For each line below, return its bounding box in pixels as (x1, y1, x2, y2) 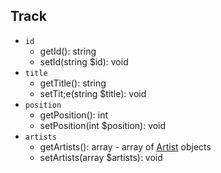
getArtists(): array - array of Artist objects (39, 140, 212, 153)
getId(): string (39, 45, 97, 57)
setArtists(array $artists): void (39, 151, 163, 163)
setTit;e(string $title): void (39, 87, 147, 99)
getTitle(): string (39, 77, 107, 89)
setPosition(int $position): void (39, 119, 167, 131)
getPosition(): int (39, 109, 109, 121)
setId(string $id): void (39, 55, 129, 68)
